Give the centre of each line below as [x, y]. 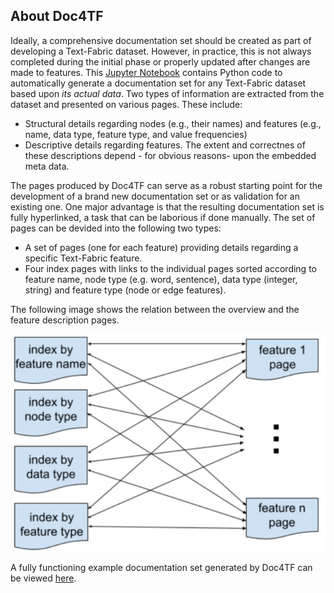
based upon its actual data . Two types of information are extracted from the [167, 93]
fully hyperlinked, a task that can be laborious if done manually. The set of [163, 217]
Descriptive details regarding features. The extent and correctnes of [165, 145]
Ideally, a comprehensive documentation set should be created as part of [161, 40]
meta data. [47, 166]
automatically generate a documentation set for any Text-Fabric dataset [158, 83]
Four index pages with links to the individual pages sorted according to [170, 268]
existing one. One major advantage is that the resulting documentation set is [167, 206]
